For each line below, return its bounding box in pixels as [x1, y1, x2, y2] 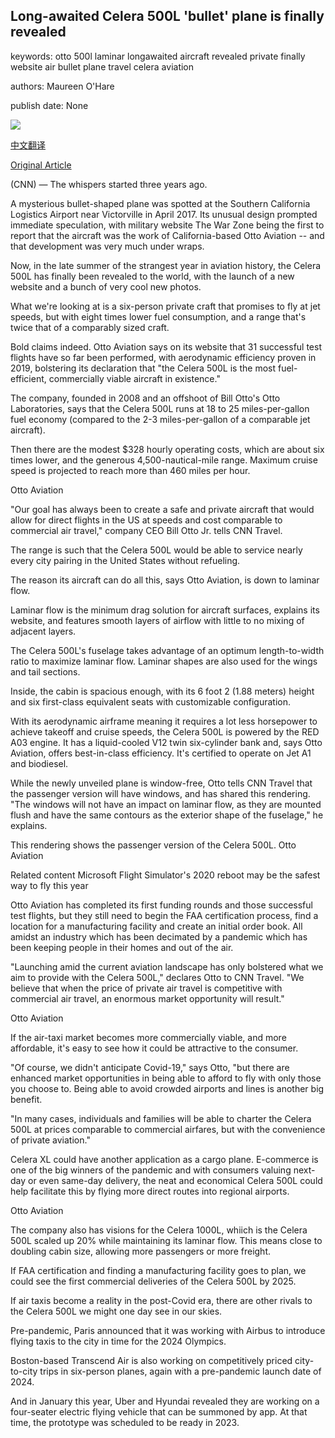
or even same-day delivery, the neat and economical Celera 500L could [28, 1174, 323, 1186]
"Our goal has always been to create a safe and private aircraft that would [10, 503, 315, 515]
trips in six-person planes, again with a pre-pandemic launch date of [39, 1365, 322, 1377]
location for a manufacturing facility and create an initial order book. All [10, 920, 303, 932]
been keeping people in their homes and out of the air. [10, 941, 234, 953]
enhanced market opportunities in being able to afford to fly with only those [10, 1072, 322, 1084]
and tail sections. [10, 665, 81, 678]
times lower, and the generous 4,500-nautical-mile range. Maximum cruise [10, 454, 318, 466]
